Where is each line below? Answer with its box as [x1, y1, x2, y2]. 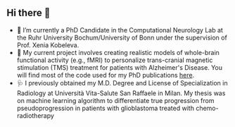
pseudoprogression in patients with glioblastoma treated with [16, 104, 195, 112]
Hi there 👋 [6, 7, 51, 19]
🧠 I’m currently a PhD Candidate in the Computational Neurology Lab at [16, 25, 223, 34]
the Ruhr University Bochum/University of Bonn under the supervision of [16, 33, 228, 42]
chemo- [196, 104, 219, 112]
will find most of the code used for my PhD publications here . [16, 71, 195, 79]
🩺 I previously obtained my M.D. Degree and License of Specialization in [16, 78, 228, 87]
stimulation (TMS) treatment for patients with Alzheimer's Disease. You [16, 63, 223, 71]
